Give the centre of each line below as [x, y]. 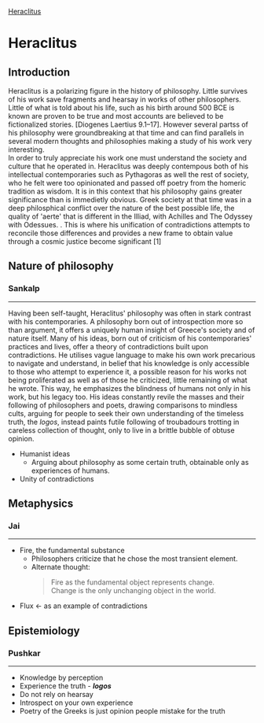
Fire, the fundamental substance [72, 551]
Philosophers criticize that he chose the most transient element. [134, 559]
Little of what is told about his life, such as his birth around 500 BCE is [121, 108]
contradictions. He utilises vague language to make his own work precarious [132, 355]
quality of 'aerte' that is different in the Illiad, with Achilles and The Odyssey [130, 216]
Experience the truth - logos [65, 686]
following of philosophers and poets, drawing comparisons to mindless [123, 405]
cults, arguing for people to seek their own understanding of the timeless [126, 413]
